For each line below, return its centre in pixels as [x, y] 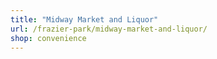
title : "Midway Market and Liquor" [84, 19]
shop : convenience [48, 38]
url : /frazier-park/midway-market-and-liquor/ [109, 29]
